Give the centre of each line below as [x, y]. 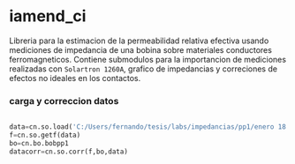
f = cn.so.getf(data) [45, 135]
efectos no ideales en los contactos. [75, 78]
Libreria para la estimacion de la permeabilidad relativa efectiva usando [139, 41]
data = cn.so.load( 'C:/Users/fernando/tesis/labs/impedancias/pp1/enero [142, 127]
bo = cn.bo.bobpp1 [39, 143]
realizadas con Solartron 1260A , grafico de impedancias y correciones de [144, 69]
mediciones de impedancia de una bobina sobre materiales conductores [140, 49]
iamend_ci [48, 16]
